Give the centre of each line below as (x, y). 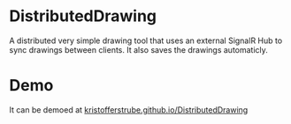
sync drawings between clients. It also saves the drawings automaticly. (138, 49)
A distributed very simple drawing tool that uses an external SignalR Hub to (146, 40)
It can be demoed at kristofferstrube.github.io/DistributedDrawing (129, 109)
